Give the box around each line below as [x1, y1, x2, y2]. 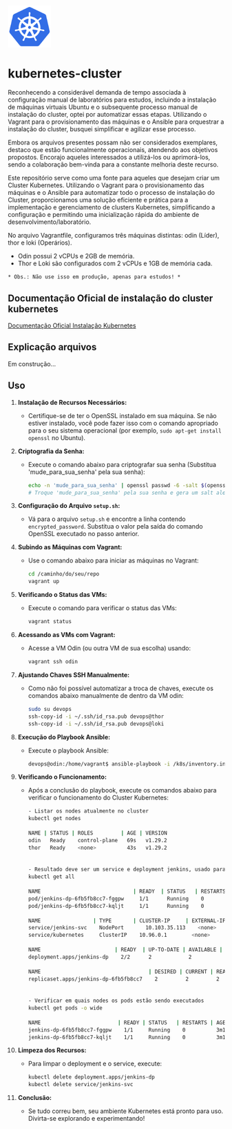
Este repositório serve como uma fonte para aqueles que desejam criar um [8, 174, 220, 182]
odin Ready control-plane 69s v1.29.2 [28, 837, 167, 844]
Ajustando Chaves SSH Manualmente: [17, 670, 130, 679]
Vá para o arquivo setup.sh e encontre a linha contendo [28, 515, 186, 523]
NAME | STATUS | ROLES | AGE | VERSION [28, 830, 167, 837]
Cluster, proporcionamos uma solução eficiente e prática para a [8, 196, 189, 205]
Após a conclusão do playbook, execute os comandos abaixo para [28, 786, 217, 795]
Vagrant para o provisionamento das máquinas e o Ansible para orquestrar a [8, 117, 224, 126]
